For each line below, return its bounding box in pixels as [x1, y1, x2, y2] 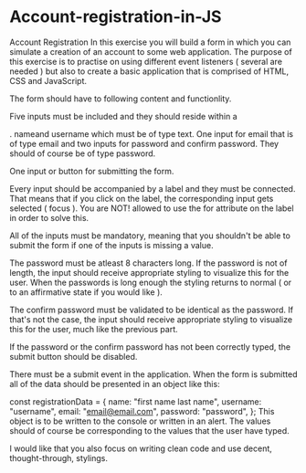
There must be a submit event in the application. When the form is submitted [9, 368, 298, 380]
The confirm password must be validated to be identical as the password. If [9, 304, 294, 315]
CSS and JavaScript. [9, 75, 88, 86]
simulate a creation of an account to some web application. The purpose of [9, 46, 292, 57]
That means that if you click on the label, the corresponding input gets [9, 193, 274, 204]
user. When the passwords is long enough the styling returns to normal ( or [9, 277, 292, 288]
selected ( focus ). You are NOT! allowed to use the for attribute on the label [9, 203, 294, 214]
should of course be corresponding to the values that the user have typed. [9, 425, 290, 436]
